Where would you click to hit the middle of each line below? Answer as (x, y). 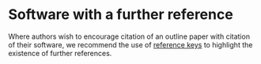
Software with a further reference (121, 15)
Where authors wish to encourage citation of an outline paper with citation (129, 36)
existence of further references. (60, 53)
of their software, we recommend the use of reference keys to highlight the (130, 44)
